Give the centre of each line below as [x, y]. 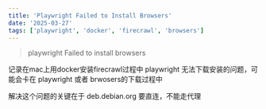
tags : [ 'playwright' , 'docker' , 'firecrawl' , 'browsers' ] [106, 30]
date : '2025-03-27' [40, 23]
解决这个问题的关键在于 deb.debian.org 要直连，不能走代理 [105, 96]
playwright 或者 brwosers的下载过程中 [100, 80]
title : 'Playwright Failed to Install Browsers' [90, 16]
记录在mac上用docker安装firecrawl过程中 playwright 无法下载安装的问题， [130, 69]
